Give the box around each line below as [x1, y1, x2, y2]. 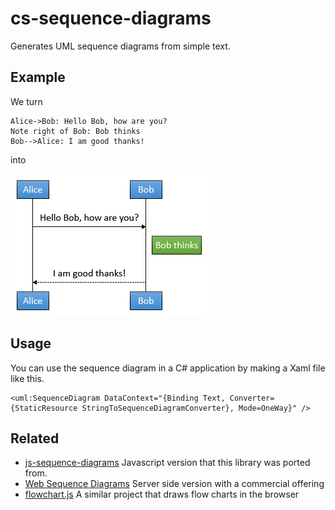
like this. [10, 372, 45, 384]
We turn [10, 95, 43, 107]
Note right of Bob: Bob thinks [10, 126, 141, 136]
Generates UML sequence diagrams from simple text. [10, 40, 231, 52]
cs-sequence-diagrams [10, 7, 212, 30]
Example [10, 69, 66, 86]
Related [10, 430, 60, 447]
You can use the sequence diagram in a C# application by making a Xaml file [10, 362, 326, 374]
